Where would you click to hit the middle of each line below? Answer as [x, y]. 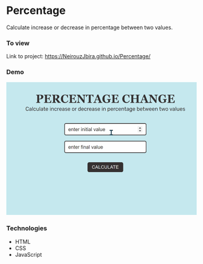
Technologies [27, 228]
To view [18, 43]
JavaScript [28, 254]
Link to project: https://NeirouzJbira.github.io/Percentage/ [79, 56]
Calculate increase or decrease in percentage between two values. [90, 27]
